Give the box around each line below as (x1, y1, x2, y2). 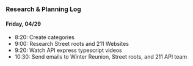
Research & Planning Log (5, 5, 82, 13)
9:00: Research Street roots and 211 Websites (14, 40, 129, 48)
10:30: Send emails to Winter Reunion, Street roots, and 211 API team (14, 53, 188, 61)
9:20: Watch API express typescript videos (14, 46, 123, 54)
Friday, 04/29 (5, 20, 41, 28)
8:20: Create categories (14, 34, 75, 41)
